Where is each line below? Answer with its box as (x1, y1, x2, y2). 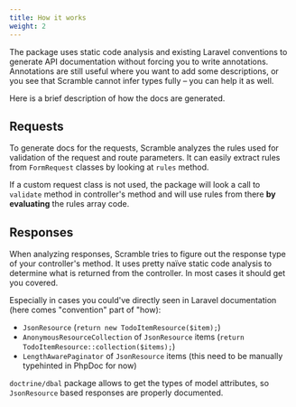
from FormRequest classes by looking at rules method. (9, 162, 209, 172)
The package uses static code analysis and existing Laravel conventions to (9, 46, 288, 57)
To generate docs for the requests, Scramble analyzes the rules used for (9, 143, 280, 153)
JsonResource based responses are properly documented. (9, 387, 224, 398)
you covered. (9, 277, 59, 289)
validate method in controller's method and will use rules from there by (9, 189, 277, 199)
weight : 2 (9, 22, 47, 31)
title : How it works (9, 13, 88, 23)
